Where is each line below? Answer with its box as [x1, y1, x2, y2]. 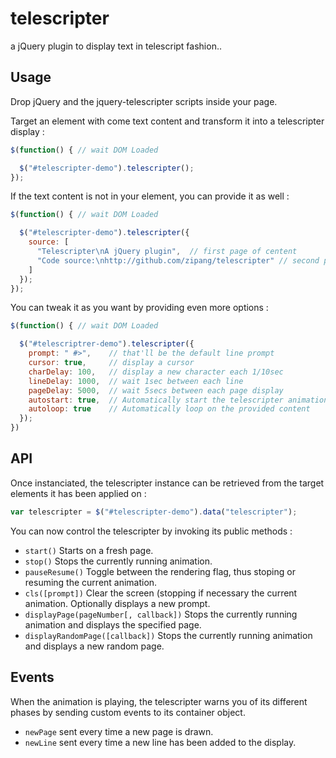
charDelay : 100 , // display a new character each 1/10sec [28, 367, 284, 377]
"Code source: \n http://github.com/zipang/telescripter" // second [36, 255, 320, 266]
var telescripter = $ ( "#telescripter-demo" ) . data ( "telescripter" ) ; [10, 507, 298, 517]
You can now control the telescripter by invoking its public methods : [10, 525, 293, 537]
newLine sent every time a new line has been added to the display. [24, 736, 297, 748]
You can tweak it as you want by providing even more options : [10, 302, 269, 314]
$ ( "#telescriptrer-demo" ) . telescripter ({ [19, 339, 195, 349]
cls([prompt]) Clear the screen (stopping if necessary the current [24, 587, 298, 599]
